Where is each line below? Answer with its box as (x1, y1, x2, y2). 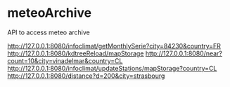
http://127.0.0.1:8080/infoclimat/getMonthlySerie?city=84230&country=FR (7, 41, 222, 50)
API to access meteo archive (7, 28, 90, 36)
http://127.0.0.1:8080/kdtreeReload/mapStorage (7, 49, 144, 58)
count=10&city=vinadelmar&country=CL (7, 56, 123, 65)
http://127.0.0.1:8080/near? (145, 49, 223, 58)
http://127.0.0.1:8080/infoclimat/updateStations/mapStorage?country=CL (7, 64, 217, 72)
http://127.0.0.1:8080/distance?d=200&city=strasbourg (7, 72, 165, 80)
